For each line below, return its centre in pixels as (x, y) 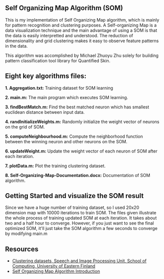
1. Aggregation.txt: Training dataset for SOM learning (59, 88)
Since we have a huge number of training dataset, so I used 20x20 (72, 207)
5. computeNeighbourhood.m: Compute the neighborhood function (74, 136)
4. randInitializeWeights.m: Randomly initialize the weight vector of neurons (82, 122)
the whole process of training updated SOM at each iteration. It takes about (81, 218)
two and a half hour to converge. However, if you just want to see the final (80, 223)
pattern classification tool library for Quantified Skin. (58, 60)
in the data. (16, 46)
